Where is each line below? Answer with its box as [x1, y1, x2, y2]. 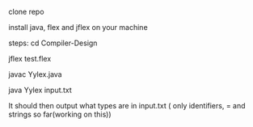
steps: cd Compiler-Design [8, 38, 98, 48]
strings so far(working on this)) [8, 109, 112, 119]
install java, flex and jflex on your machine [8, 23, 148, 32]
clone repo [8, 7, 44, 16]
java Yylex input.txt [8, 85, 73, 95]
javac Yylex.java [8, 70, 62, 79]
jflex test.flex [8, 54, 52, 63]
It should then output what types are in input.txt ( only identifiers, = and [8, 101, 246, 110]
